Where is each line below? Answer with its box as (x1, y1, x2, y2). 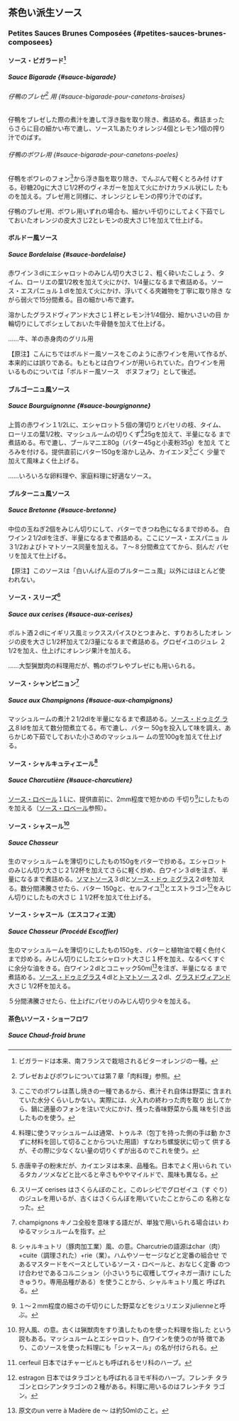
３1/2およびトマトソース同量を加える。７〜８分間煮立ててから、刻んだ (8, 542, 216, 551)
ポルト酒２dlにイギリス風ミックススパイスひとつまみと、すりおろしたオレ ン (8, 628, 232, 637)
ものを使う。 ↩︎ (30, 1113, 75, 1121)
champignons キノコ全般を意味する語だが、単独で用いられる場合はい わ (18, 1218, 229, 1227)
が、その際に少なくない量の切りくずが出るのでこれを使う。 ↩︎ (18, 1146, 199, 1155)
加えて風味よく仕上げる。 (8, 456, 83, 465)
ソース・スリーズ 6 (8, 592, 61, 601)
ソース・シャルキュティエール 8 (8, 758, 99, 768)
